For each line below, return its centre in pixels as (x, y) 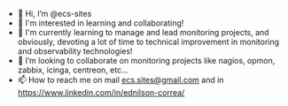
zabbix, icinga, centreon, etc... (73, 70)
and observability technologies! (75, 51)
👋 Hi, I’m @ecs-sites (54, 14)
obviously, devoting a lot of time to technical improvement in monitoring (148, 42)
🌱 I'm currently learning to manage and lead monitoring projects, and (143, 32)
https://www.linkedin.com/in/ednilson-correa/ (101, 92)
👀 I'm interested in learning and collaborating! (101, 23)
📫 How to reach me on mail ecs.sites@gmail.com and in (121, 80)
